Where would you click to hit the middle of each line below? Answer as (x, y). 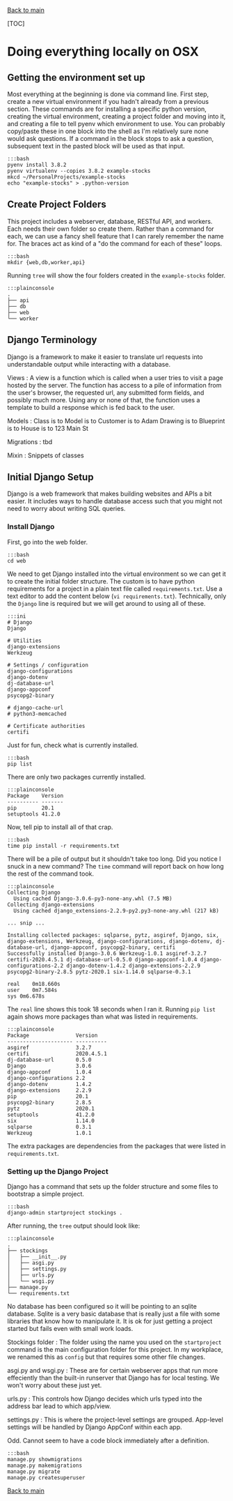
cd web (17, 561)
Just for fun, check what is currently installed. (73, 745)
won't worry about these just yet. (55, 1385)
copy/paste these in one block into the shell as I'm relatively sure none (108, 131)
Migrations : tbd (30, 441)
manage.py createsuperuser (46, 1478)
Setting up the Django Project (58, 1171)
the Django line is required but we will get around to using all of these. (107, 603)
